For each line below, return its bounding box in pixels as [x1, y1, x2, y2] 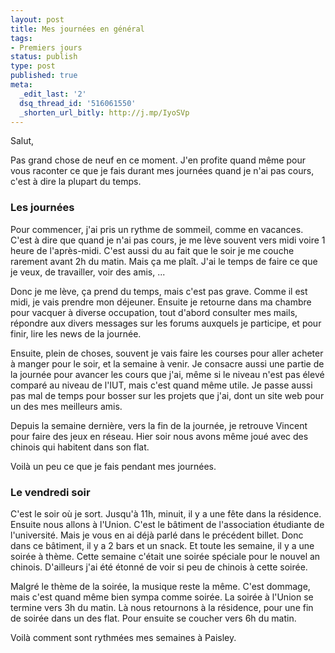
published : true [10, 71, 78, 81]
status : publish [10, 52, 78, 62]
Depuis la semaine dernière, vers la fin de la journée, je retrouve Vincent [10, 419, 308, 431]
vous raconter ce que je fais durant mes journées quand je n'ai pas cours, [10, 165, 315, 177]
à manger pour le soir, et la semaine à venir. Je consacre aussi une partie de [10, 357, 325, 370]
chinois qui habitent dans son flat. [10, 441, 150, 453]
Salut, [10, 135, 35, 147]
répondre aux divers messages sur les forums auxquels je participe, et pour [10, 317, 322, 329]
